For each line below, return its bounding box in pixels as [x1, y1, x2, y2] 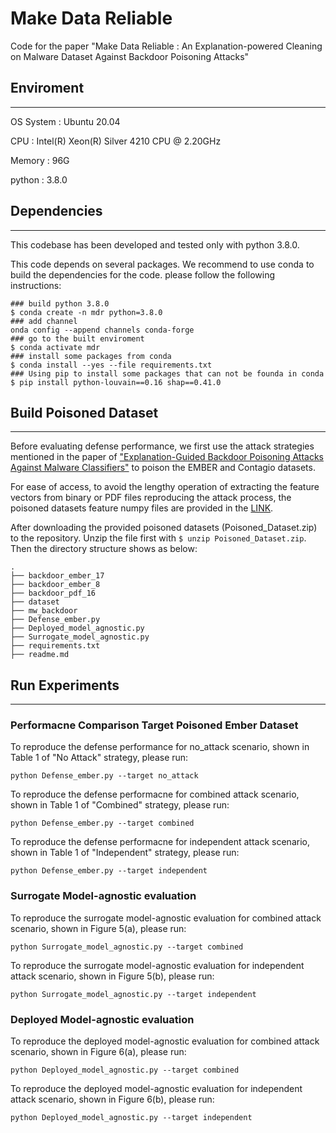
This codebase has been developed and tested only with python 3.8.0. [10, 238, 300, 251]
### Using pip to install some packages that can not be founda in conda [10, 368, 325, 379]
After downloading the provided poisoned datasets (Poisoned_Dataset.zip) [10, 522, 318, 534]
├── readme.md [10, 650, 70, 660]
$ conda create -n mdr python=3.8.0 [10, 307, 163, 317]
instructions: [10, 279, 62, 291]
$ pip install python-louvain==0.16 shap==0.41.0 [10, 377, 222, 387]
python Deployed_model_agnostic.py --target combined [10, 1065, 240, 1076]
